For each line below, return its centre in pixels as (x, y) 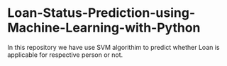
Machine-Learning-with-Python (104, 28)
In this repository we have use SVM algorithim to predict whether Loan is (113, 47)
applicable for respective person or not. (65, 55)
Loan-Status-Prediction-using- (101, 13)
